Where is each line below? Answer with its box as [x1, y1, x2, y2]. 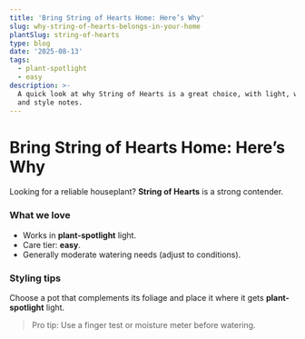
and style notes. [17, 97, 84, 107]
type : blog [9, 38, 51, 48]
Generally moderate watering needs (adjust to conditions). [22, 249, 241, 260]
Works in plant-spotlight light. [22, 229, 137, 241]
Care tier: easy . [22, 239, 82, 250]
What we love [9, 209, 71, 222]
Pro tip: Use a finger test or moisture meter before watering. [31, 319, 256, 330]
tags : [9, 55, 30, 65]
